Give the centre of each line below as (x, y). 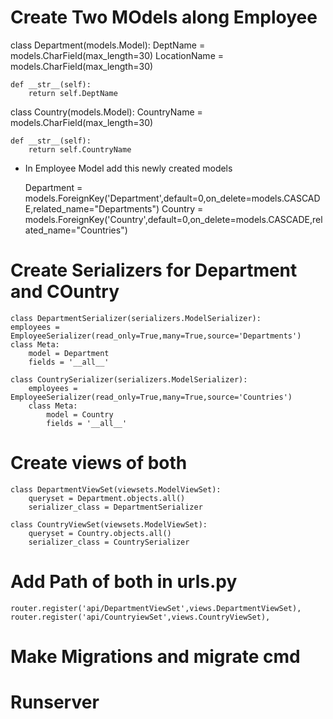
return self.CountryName (80, 149)
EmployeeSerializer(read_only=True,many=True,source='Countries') (151, 397)
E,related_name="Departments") (92, 208)
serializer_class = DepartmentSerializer (115, 507)
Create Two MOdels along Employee (164, 17)
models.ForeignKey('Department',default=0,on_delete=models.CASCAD (172, 198)
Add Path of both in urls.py (124, 582)
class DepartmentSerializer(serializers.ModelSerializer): (136, 318)
